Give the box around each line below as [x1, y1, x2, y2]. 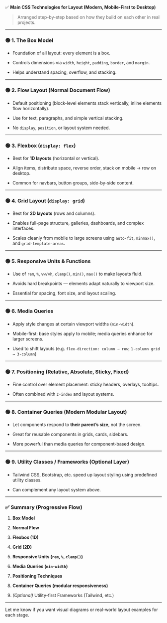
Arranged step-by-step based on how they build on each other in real [17, 14, 160, 20]
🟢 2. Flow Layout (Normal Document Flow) [5, 87, 110, 94]
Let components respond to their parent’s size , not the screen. [12, 422, 142, 428]
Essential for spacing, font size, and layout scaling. [12, 290, 117, 296]
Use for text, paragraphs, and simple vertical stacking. [12, 115, 124, 121]
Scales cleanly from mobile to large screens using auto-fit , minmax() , [12, 235, 156, 241]
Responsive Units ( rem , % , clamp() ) [12, 553, 83, 560]
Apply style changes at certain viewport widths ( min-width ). [12, 321, 135, 327]
